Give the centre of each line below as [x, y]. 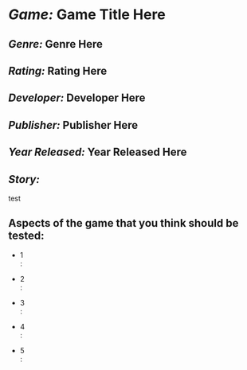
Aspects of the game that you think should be [123, 223]
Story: [24, 179]
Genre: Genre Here [56, 44]
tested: [27, 236]
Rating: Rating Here [58, 70]
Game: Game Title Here [87, 15]
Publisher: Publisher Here [73, 125]
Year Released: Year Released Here [98, 152]
